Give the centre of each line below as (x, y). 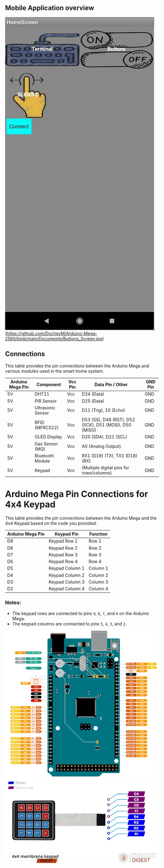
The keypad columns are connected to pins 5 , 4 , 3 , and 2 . (69, 623)
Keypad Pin (67, 534)
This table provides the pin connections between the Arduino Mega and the (81, 518)
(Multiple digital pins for (105, 468)
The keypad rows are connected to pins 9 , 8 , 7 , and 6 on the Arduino (81, 613)
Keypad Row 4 (63, 561)
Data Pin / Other (111, 384)
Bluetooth (45, 456)
